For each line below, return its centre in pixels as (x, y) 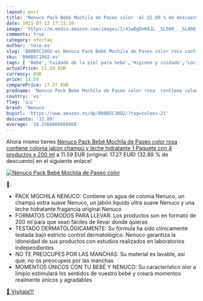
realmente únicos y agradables (53, 280)
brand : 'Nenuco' (27, 107)
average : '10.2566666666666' (43, 125)
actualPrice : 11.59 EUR (36, 68)
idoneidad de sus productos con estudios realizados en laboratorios (100, 241)
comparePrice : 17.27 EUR (37, 85)
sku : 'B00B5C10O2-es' (34, 57)
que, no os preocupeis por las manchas (64, 260)
